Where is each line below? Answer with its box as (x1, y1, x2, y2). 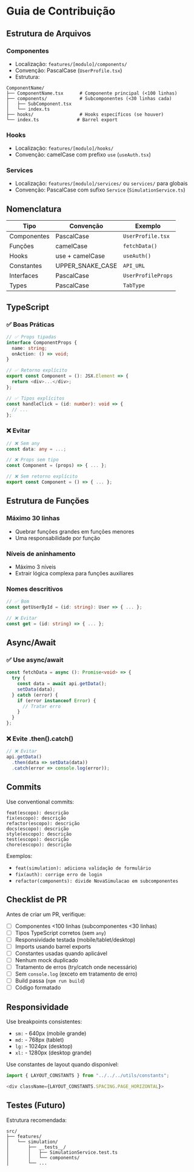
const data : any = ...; (6, 446, 67, 452)
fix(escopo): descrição (6, 815, 67, 821)
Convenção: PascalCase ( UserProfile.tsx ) (15, 67, 122, 74)
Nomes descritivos (6, 584, 64, 593)
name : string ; (12, 345, 47, 351)
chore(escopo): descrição (6, 842, 72, 848)
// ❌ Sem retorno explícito (6, 474, 78, 480)
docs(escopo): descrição (6, 826, 69, 832)
